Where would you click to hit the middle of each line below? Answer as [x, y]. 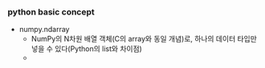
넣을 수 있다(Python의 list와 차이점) [86, 49]
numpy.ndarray [44, 30]
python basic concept [51, 12]
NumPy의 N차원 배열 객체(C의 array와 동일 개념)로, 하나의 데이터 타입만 [144, 39]
